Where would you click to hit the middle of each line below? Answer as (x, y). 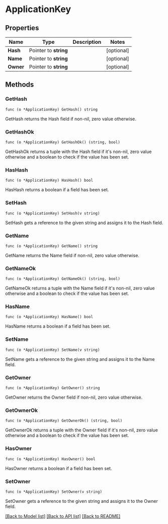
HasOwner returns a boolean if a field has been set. (59, 468)
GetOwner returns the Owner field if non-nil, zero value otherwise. (74, 397)
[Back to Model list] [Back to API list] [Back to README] (63, 516)
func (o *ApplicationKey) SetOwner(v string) (54, 492)
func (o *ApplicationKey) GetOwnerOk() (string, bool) (64, 421)
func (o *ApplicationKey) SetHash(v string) (53, 213)
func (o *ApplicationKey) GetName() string (52, 246)
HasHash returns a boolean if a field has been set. (57, 190)
